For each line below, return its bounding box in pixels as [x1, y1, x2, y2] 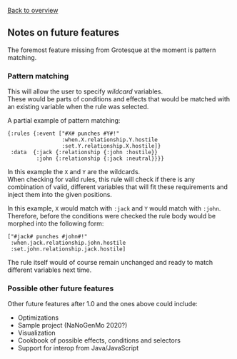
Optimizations [17, 313, 59, 322]
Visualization [17, 328, 56, 338]
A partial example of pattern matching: [7, 116, 121, 125]
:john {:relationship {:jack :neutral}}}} [36, 155, 164, 163]
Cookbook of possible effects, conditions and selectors [17, 336, 181, 345]
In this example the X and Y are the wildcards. [7, 168, 141, 176]
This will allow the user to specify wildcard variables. [7, 87, 163, 96]
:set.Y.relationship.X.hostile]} [61, 143, 161, 150]
